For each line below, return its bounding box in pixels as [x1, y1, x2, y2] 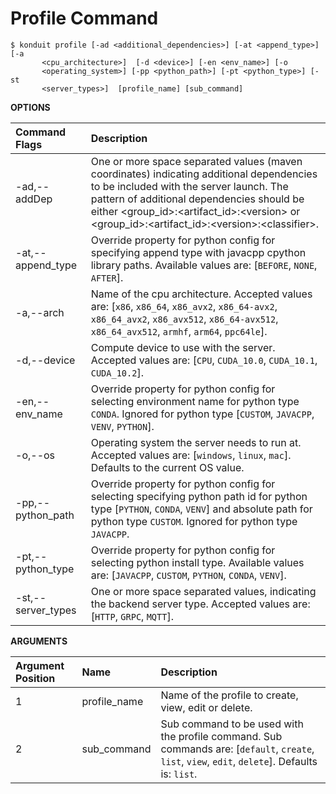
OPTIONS [10, 101, 51, 113]
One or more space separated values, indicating [90, 584, 317, 598]
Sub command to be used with [160, 717, 304, 731]
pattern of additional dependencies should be [90, 192, 305, 206]
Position [15, 671, 56, 685]
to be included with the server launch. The [90, 179, 289, 193]
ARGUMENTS [10, 635, 68, 647]
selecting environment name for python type [90, 394, 300, 408]
